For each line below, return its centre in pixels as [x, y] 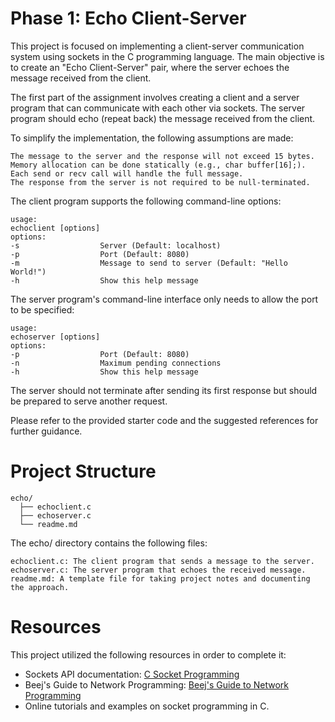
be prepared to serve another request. [89, 401]
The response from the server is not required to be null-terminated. [160, 182]
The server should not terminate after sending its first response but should [164, 390]
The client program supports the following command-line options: [146, 201]
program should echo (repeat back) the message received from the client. [163, 118]
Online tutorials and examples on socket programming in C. [147, 706]
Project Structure [83, 471]
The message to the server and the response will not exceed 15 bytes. [162, 156]
